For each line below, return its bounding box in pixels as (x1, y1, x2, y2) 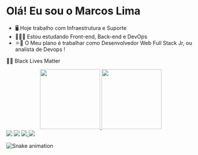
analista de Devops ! (14, 45, 65, 53)
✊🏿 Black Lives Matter (6, 57, 61, 64)
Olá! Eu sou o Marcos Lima (6, 4, 141, 18)
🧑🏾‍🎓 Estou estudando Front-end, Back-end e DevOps (14, 33, 148, 40)
